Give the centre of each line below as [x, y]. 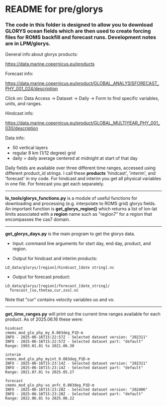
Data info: [15, 138]
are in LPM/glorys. [28, 43]
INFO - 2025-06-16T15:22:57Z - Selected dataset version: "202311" [77, 337]
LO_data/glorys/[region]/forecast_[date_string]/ [58, 286]
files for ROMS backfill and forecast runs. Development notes [81, 37]
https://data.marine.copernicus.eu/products [50, 64]
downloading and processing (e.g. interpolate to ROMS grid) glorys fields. [81, 204]
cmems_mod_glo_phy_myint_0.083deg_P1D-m [48, 359]
